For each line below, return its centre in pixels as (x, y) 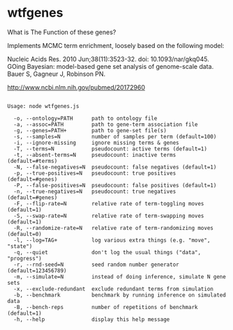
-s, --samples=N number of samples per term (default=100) (115, 136)
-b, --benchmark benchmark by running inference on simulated (120, 295)
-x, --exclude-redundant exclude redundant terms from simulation (114, 289)
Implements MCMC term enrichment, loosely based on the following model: (116, 45)
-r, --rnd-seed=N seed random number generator (96, 265)
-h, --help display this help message (92, 319)
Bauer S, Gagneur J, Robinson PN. (57, 74)
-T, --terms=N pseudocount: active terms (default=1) (111, 149)
